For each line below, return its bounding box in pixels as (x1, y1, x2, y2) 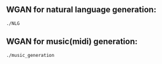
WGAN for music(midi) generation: (6, 37, 138, 47)
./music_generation (6, 52, 55, 58)
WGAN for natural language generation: (6, 5, 157, 15)
